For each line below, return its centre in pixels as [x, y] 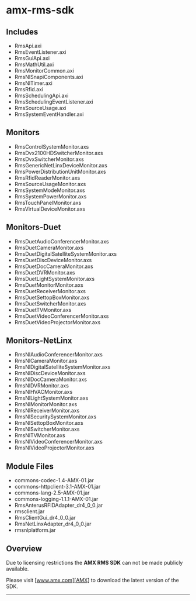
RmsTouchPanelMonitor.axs [48, 202]
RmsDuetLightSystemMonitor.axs [55, 279]
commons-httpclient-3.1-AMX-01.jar [57, 487]
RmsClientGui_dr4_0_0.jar [45, 518]
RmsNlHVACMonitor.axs [43, 392]
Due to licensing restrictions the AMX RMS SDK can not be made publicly [94, 563]
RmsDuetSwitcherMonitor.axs [50, 303]
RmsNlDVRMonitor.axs [41, 386]
